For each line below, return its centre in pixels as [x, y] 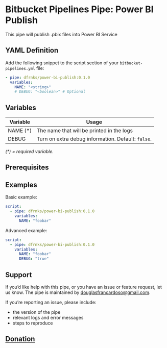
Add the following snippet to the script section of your [62, 63]
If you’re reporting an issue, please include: [51, 302]
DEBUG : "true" [34, 259]
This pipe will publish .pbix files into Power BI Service [61, 34]
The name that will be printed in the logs [85, 131]
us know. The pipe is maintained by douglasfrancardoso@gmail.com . [78, 292]
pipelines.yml [20, 68]
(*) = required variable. [29, 152]
